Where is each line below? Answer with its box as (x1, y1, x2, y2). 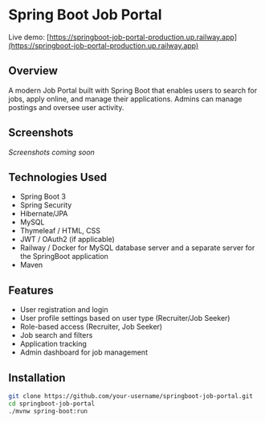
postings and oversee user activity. (8, 102, 124, 112)
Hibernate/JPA (19, 209, 68, 219)
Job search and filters (19, 331, 93, 340)
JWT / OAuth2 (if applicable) (19, 235, 115, 244)
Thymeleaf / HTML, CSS (19, 226, 101, 236)
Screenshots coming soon (8, 147, 95, 157)
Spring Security (19, 200, 72, 210)
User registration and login (19, 305, 108, 314)
